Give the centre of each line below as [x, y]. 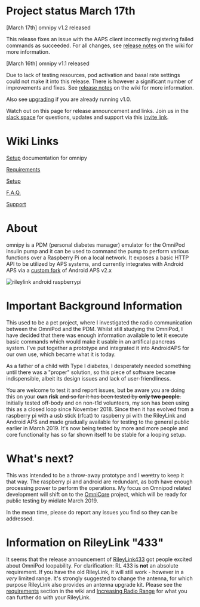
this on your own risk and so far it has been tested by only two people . [94, 396]
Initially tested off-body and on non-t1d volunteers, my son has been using [98, 403]
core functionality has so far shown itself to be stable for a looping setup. [96, 434]
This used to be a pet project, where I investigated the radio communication [99, 322]
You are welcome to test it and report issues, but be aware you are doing [96, 390]
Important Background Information [94, 306]
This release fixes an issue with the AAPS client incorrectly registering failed [100, 39]
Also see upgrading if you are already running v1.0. [69, 99]
